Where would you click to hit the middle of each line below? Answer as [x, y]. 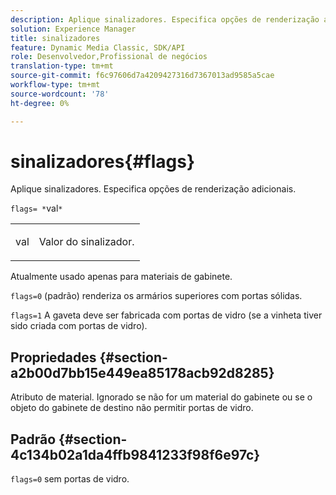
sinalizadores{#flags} [103, 161]
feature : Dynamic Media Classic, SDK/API [98, 47]
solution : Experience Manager [73, 29]
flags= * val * [36, 208]
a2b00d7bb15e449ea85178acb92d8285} [142, 372]
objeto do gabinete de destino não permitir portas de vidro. [132, 408]
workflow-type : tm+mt [55, 85]
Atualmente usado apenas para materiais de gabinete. [121, 277]
